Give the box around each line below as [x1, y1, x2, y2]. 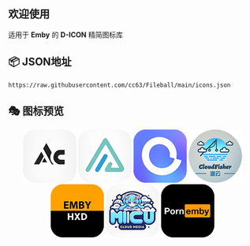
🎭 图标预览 [8, 105, 65, 118]
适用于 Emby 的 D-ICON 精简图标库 [8, 30, 124, 39]
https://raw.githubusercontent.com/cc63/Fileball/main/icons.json [8, 81, 231, 89]
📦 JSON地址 [8, 55, 73, 69]
